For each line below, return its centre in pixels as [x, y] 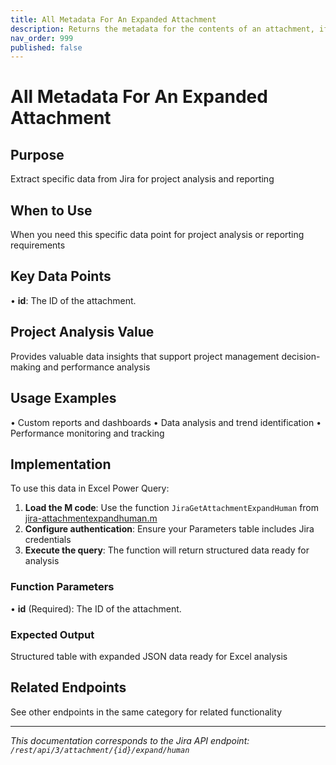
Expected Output [52, 634]
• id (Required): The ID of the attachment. [96, 608]
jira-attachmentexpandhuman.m [91, 518]
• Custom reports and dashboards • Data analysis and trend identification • [166, 422]
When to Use [51, 210]
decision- [301, 356]
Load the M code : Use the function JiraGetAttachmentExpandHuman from [172, 508]
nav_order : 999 [42, 38]
